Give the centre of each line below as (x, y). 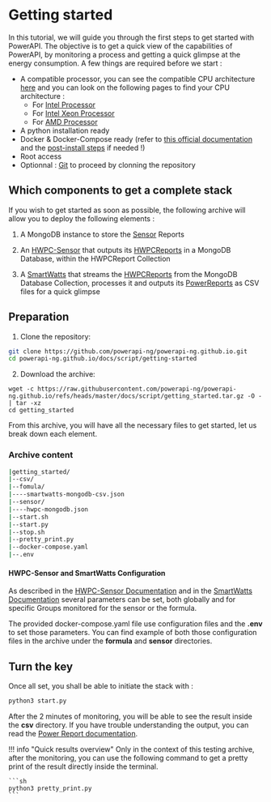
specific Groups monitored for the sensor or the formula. (103, 608)
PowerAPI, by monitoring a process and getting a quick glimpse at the (125, 54)
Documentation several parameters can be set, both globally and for (122, 599)
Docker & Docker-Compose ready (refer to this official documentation (136, 139)
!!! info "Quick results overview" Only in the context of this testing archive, (131, 749)
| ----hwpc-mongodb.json (49, 509)
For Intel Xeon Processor (73, 113)
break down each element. (53, 434)
